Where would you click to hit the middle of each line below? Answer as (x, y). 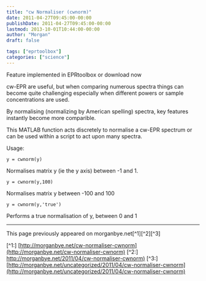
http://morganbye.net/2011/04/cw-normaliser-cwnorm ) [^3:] (82, 258)
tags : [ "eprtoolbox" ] (34, 52)
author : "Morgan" (29, 35)
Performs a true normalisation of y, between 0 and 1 (72, 215)
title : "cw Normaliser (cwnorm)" (49, 12)
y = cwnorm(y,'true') (34, 204)
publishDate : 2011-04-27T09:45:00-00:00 (59, 23)
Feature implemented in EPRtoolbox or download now (74, 75)
